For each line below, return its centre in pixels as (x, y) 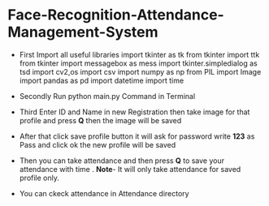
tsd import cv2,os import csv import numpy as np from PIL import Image (140, 71)
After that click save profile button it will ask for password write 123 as (137, 136)
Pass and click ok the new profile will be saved (98, 144)
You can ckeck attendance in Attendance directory (104, 193)
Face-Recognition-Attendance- (116, 15)
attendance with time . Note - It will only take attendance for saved (130, 169)
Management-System (83, 32)
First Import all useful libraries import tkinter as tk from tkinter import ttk (139, 54)
